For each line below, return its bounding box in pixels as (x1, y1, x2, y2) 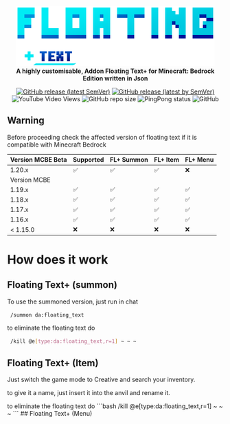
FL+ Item (154, 156, 180, 164)
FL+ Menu (185, 156, 214, 164)
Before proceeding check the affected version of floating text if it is (7, 133, 197, 141)
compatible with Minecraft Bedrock (7, 140, 106, 149)
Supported (73, 156, 104, 164)
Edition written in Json (82, 74, 148, 82)
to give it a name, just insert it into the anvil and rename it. (7, 389, 170, 397)
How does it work (7, 251, 108, 267)
